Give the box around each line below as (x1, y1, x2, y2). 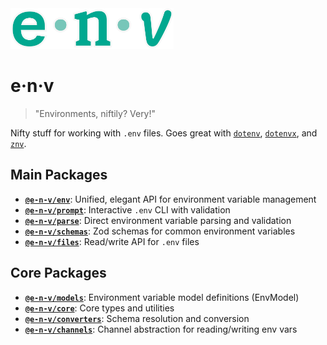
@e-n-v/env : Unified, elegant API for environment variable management (24, 193, 317, 205)
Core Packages (10, 265, 107, 282)
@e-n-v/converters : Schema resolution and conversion (24, 312, 250, 324)
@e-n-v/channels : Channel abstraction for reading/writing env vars (24, 323, 298, 335)
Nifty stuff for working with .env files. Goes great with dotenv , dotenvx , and (10, 127, 318, 139)
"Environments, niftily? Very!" (34, 107, 157, 119)
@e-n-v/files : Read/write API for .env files (24, 235, 200, 247)
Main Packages (10, 167, 108, 184)
